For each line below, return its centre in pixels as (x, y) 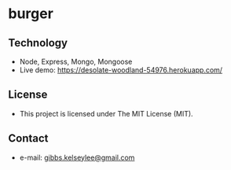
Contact (28, 139)
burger (31, 14)
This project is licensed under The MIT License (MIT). (106, 113)
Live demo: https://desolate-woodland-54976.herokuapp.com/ (121, 70)
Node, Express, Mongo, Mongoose (76, 61)
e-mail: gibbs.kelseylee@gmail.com (77, 157)
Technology (38, 43)
